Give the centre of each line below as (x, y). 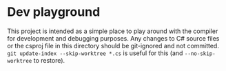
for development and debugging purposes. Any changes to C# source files (113, 38)
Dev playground (54, 12)
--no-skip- (200, 53)
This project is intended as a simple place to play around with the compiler (113, 31)
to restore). (49, 60)
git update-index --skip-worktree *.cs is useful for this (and (95, 53)
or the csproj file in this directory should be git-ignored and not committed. (113, 45)
